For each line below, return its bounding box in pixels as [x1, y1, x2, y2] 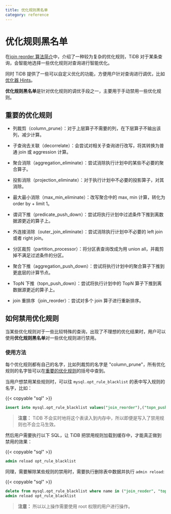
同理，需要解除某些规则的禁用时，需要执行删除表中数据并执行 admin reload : [5, 469, 164, 475]
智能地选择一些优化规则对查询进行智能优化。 [18, 60, 112, 66]
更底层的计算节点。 [12, 270, 53, 276]
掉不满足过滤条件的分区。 [12, 252, 67, 258]
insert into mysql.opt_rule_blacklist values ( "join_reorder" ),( [5, 405, 145, 410]
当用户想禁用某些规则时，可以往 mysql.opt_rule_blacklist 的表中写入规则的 [5, 379, 165, 385]
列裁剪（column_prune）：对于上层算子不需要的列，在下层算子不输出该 [12, 126, 161, 132]
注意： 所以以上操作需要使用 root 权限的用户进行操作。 [17, 503, 133, 509]
